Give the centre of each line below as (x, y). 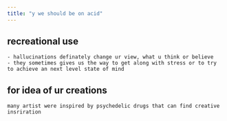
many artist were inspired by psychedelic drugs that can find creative (113, 106)
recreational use (43, 42)
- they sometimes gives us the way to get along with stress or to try (112, 63)
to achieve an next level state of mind (66, 69)
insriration (24, 112)
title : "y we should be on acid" (55, 13)
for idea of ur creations (57, 90)
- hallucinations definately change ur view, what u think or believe (110, 57)
